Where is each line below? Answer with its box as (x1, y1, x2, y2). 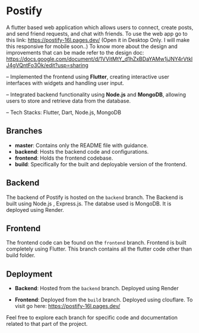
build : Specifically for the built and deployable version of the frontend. (14, 160, 187, 167)
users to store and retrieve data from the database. (6, 97, 131, 104)
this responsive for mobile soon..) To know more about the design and (6, 43, 178, 50)
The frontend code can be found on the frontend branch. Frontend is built (6, 239, 187, 246)
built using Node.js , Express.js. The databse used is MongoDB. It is (6, 200, 172, 207)
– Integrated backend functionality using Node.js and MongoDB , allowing (6, 91, 186, 98)
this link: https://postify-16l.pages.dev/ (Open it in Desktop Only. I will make (6, 36, 190, 43)
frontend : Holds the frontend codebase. (14, 154, 113, 161)
